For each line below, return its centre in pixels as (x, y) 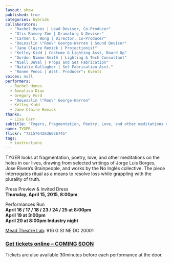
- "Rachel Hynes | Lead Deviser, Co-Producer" (60, 29)
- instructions (26, 143)
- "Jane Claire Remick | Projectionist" (53, 48)
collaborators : (21, 24)
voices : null (19, 77)
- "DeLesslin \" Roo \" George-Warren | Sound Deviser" (68, 43)
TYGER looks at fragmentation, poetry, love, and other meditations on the (82, 158)
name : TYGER (18, 129)
